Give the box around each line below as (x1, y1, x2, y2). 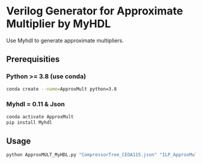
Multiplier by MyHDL (6, 17, 111, 31)
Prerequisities (6, 54, 60, 64)
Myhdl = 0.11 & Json (6, 100, 65, 109)
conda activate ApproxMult (6, 114, 74, 120)
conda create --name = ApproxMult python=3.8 (6, 86, 117, 92)
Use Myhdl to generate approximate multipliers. (6, 37, 124, 44)
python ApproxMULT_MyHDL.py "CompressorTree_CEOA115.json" (6, 152, 158, 158)
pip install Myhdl (6, 119, 52, 126)
